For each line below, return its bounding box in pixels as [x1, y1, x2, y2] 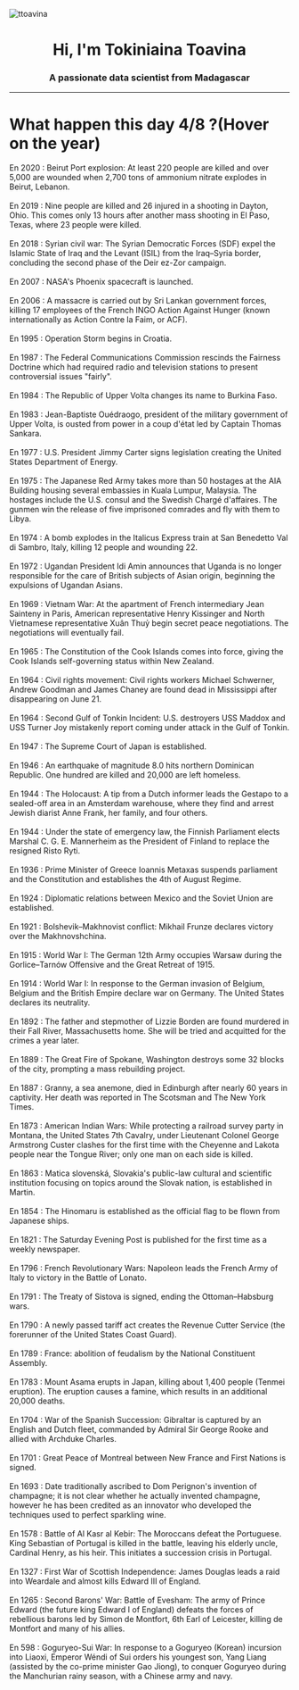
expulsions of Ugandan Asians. [9, 580, 123, 591]
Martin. [9, 1187, 36, 1198]
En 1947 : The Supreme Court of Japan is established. [9, 741, 207, 752]
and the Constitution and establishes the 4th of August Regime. [9, 874, 242, 885]
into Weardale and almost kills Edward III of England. [9, 1576, 202, 1586]
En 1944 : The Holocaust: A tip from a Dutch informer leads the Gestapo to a [9, 788, 289, 799]
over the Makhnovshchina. [9, 931, 107, 942]
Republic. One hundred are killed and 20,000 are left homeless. [9, 770, 241, 780]
